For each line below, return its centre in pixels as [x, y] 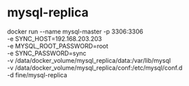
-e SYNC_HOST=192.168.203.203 [55, 38]
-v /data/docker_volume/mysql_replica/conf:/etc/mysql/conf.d [95, 68]
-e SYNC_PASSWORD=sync [47, 53]
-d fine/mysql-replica [37, 75]
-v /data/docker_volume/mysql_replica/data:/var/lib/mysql [89, 60]
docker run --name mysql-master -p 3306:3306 [75, 31]
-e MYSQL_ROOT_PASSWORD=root [58, 46]
